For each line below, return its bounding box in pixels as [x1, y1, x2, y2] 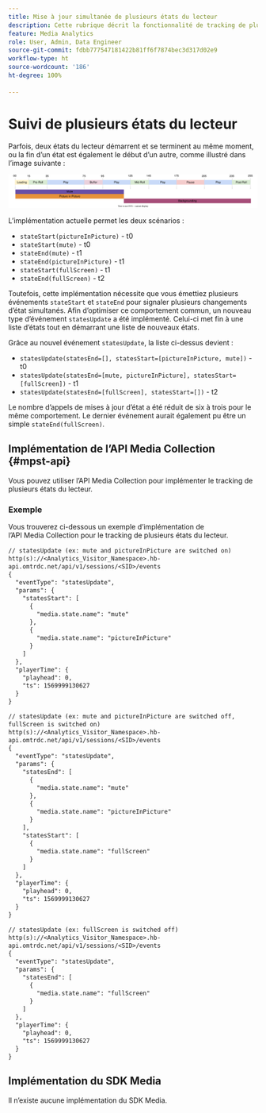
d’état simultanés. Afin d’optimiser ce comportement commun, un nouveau [8, 306, 252, 315]
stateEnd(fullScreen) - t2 [19, 273, 105, 283]
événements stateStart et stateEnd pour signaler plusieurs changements [8, 297, 248, 306]
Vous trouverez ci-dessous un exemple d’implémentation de [8, 522, 204, 532]
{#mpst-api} [8, 455, 71, 468]
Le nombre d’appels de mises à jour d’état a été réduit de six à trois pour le [8, 402, 252, 412]
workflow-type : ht [8, 55, 69, 63]
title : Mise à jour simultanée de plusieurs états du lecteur [8, 13, 218, 21]
